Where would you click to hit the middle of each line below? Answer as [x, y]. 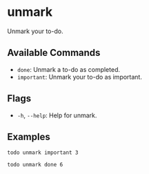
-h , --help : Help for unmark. [57, 115]
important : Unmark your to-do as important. [80, 77]
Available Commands [54, 53]
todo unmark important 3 [43, 153]
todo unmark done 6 [35, 165]
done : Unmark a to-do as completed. [69, 69]
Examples [29, 136]
